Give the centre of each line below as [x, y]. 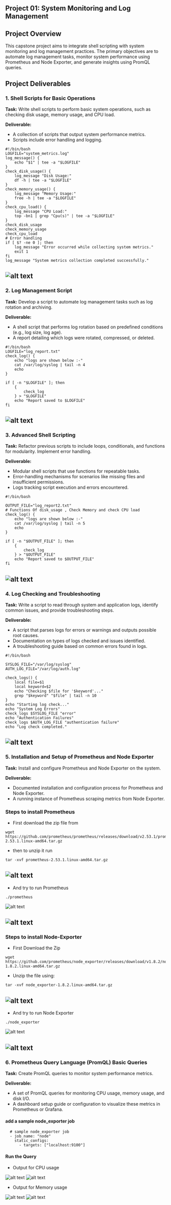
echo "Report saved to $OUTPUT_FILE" [54, 559]
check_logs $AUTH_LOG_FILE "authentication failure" [62, 722]
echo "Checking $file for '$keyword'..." [59, 691]
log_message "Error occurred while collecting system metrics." [84, 247]
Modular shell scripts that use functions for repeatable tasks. [76, 471]
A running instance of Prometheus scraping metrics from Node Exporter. [89, 799]
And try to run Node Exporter [43, 1013]
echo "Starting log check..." [37, 704]
